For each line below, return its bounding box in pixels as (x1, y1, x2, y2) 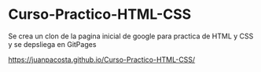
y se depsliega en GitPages (8, 39, 97, 49)
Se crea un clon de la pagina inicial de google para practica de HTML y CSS (8, 31, 254, 41)
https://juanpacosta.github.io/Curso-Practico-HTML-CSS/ (8, 55, 196, 64)
